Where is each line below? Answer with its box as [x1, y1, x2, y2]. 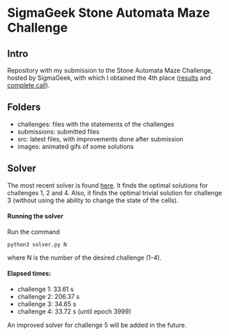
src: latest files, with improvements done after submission [17, 134, 184, 143]
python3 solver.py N [7, 241, 68, 248]
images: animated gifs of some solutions [17, 142, 134, 150]
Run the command [7, 227, 61, 236]
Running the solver [7, 212, 64, 220]
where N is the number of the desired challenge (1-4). [7, 253, 162, 262]
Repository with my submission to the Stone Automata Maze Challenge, [7, 66, 213, 74]
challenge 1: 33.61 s [17, 285, 74, 293]
